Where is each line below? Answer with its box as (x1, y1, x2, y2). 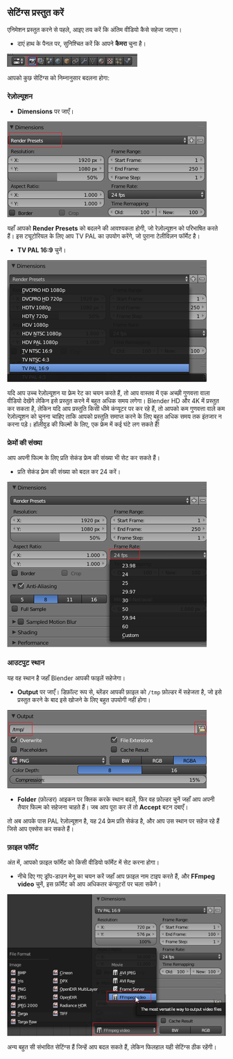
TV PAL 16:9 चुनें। (17, 246, 67, 254)
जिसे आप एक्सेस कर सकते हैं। (7, 825, 74, 833)
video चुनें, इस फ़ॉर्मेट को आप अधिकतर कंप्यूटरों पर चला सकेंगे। (17, 880, 162, 888)
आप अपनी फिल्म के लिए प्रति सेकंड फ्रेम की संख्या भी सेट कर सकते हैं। (7, 453, 161, 462)
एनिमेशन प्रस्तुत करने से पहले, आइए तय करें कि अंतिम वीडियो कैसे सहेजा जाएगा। (7, 25, 182, 33)
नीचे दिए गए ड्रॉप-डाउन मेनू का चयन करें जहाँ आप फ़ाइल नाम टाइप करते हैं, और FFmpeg (17, 872, 215, 880)
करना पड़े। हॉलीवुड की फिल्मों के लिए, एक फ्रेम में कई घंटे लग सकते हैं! (7, 420, 160, 428)
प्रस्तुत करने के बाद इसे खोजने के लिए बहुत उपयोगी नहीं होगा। (17, 695, 151, 704)
